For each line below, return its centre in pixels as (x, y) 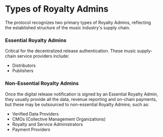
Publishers (23, 71)
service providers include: (43, 56)
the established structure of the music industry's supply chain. (68, 27)
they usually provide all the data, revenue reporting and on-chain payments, (81, 99)
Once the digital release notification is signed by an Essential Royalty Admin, (81, 94)
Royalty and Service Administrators (47, 124)
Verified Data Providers (36, 114)
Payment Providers (31, 129)
